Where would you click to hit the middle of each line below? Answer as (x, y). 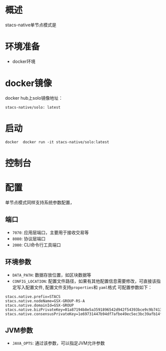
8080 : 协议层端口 (29, 238)
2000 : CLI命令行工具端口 (37, 245)
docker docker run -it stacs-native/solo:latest (57, 142)
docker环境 (24, 61)
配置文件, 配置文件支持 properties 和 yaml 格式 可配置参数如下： (89, 287)
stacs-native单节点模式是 (31, 25)
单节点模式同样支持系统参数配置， (40, 202)
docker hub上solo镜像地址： (34, 98)
